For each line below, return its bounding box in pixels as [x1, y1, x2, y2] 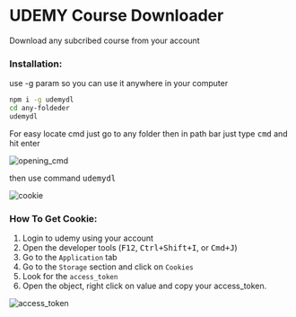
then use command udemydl [9, 172, 117, 183]
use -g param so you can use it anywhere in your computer [9, 78, 229, 89]
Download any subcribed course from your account [9, 35, 200, 46]
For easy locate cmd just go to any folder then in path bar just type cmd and [9, 128, 289, 139]
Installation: [9, 57, 63, 70]
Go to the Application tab [22, 252, 118, 263]
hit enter [9, 137, 40, 148]
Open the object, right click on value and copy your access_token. [22, 280, 267, 292]
